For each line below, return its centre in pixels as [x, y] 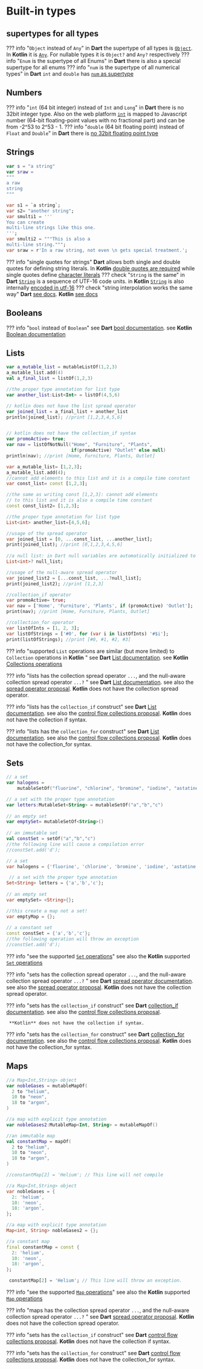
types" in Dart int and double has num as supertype [70, 74]
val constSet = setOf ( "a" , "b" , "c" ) [51, 839]
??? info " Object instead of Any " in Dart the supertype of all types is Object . [99, 48]
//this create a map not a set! [47, 911]
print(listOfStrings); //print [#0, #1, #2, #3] [69, 639]
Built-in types [41, 11]
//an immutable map [31, 1136]
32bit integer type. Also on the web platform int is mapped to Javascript [97, 114]
